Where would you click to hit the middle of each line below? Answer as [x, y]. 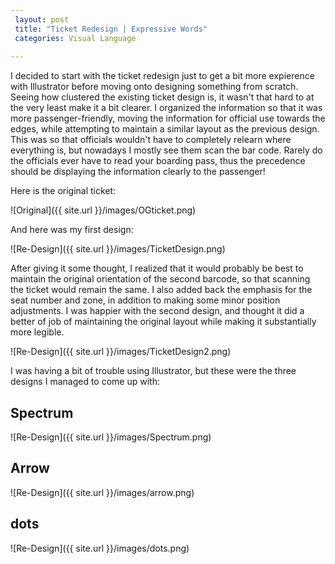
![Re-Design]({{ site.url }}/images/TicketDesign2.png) [121, 352]
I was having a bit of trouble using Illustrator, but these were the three [153, 371]
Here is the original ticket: [63, 191]
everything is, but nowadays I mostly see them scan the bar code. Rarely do [166, 150]
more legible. [37, 332]
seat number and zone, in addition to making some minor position [145, 300]
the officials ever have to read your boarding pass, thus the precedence [158, 161]
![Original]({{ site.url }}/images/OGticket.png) [103, 210]
